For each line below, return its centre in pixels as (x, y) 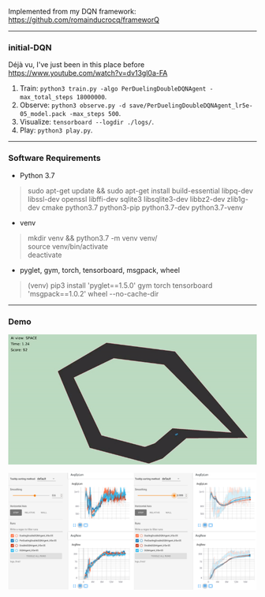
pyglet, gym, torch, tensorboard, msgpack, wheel (99, 270)
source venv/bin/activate (68, 246)
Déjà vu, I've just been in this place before (77, 65)
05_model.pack (43, 114)
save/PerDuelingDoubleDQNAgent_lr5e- (191, 106)
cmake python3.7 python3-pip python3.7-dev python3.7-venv (142, 207)
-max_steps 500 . (95, 114)
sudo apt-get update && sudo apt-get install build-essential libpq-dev (140, 190)
